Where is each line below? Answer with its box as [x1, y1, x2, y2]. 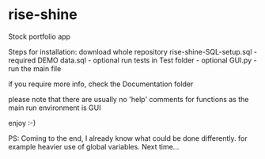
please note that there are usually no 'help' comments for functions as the [8, 94, 249, 104]
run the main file [8, 63, 62, 73]
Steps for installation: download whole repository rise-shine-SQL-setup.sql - [8, 47, 257, 56]
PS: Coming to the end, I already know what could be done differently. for [8, 133, 248, 143]
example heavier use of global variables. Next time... [8, 142, 180, 151]
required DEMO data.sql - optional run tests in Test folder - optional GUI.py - [8, 55, 257, 65]
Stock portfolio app [8, 32, 71, 41]
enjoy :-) [8, 118, 36, 127]
